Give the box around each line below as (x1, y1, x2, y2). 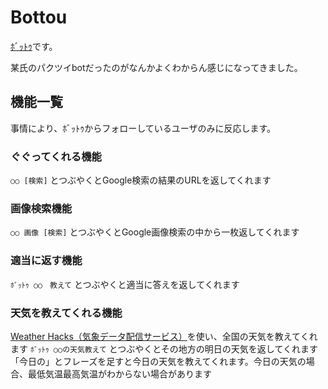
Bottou (10, 6, 68, 29)
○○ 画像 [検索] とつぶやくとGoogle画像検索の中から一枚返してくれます (10, 226, 300, 238)
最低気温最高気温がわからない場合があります (27, 367, 212, 380)
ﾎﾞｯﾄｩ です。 (10, 40, 58, 52)
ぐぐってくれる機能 (10, 149, 102, 163)
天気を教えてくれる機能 (10, 306, 123, 320)
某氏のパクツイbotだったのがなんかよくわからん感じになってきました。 (10, 61, 303, 73)
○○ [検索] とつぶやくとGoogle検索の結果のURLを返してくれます (10, 174, 272, 186)
